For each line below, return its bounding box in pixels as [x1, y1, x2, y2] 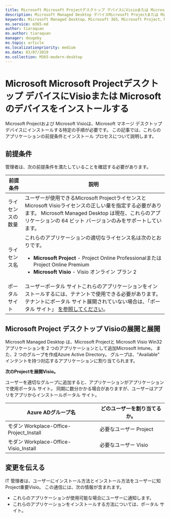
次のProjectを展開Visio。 [5, 368, 58, 374]
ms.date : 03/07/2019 [5, 50, 49, 55]
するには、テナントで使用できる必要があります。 [45, 291, 161, 298]
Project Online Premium [33, 261, 90, 268]
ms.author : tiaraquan [5, 31, 51, 36]
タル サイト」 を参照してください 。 [24, 306, 109, 313]
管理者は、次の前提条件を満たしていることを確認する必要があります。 [5, 164, 151, 170]
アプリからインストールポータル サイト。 [14, 392, 100, 398]
